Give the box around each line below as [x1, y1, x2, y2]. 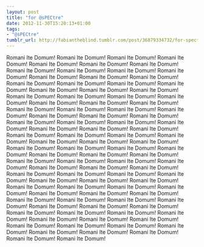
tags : [6, 26, 20, 32]
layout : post [6, 9, 39, 15]
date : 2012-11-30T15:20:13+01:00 [6, 20, 91, 26]
